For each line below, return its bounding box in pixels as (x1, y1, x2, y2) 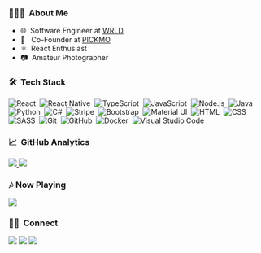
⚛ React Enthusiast (20, 44, 88, 54)
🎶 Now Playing (8, 179, 67, 190)
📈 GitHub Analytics (8, 136, 90, 147)
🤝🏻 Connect (8, 217, 59, 229)
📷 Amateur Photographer (20, 53, 109, 63)
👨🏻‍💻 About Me (8, 7, 69, 19)
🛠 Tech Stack (8, 76, 67, 88)
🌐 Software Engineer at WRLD (20, 26, 124, 36)
